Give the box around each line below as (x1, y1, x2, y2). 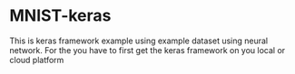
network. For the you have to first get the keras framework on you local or (9, 44, 286, 55)
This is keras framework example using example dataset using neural (9, 35, 269, 46)
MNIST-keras (9, 5, 112, 26)
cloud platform (9, 54, 64, 65)
